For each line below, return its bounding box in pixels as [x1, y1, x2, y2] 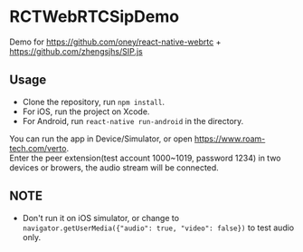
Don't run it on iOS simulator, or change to [22, 212, 179, 223]
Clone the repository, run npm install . [22, 96, 166, 107]
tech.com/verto [9, 142, 67, 153]
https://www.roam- [194, 133, 266, 144]
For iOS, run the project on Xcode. [22, 106, 150, 117]
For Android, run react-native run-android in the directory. [22, 115, 244, 126]
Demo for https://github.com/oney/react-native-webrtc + [9, 36, 222, 47]
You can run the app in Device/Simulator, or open [9, 133, 193, 144]
